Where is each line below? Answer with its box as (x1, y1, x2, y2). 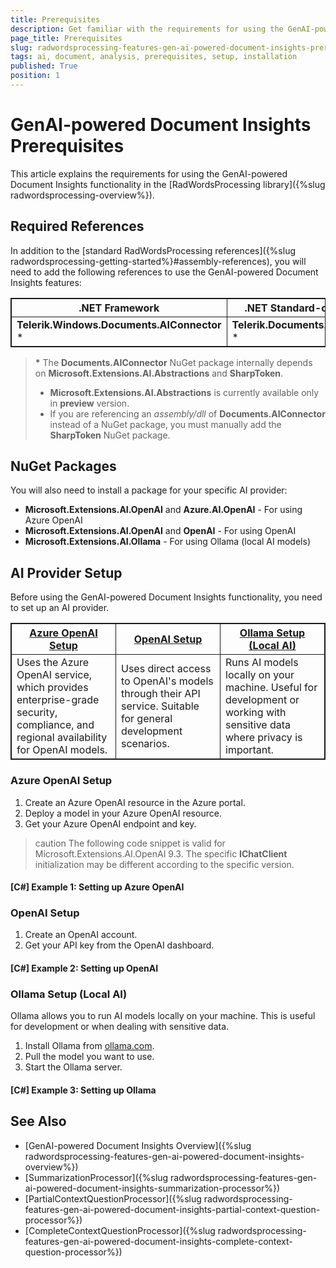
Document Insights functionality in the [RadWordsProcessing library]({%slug (10, 178, 326, 190)
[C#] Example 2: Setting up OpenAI (10, 962, 159, 975)
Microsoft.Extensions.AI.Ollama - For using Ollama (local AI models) (24, 536, 311, 548)
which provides (16, 681, 89, 695)
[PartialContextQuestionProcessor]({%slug (24, 1192, 202, 1205)
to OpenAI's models (121, 674, 214, 688)
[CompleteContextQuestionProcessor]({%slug (24, 1224, 216, 1236)
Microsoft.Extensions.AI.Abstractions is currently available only (49, 386, 320, 398)
